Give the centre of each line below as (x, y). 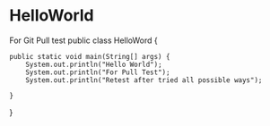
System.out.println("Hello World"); (94, 64)
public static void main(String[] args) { (90, 56)
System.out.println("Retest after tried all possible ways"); (144, 80)
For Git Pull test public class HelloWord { (84, 40)
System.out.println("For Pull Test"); (98, 72)
